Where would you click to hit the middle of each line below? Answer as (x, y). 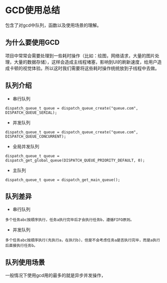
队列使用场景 (25, 262)
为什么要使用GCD (32, 42)
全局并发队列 (26, 146)
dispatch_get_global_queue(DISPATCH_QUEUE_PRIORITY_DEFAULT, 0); (75, 160)
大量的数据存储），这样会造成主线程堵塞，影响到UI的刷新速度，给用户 (86, 62)
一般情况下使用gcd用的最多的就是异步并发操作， (56, 275)
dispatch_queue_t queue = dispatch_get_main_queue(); (63, 180)
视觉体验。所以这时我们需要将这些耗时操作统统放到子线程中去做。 (91, 68)
